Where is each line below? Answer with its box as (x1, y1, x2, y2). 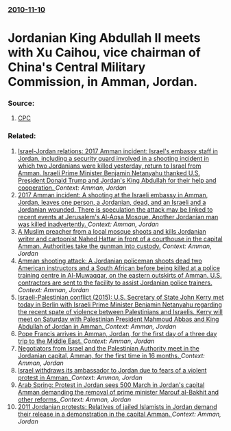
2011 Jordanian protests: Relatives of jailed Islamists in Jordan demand (17, 402, 217, 410)
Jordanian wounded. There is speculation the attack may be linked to (17, 205, 213, 214)
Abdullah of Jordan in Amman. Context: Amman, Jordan (17, 322, 177, 331)
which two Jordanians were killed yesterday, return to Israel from (17, 162, 202, 170)
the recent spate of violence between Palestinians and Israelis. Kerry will (17, 307, 223, 316)
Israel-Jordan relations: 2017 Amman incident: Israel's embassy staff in (17, 146, 218, 155)
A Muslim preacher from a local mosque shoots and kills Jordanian (17, 227, 206, 235)
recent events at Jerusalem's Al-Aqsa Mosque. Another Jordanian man (17, 212, 219, 221)
